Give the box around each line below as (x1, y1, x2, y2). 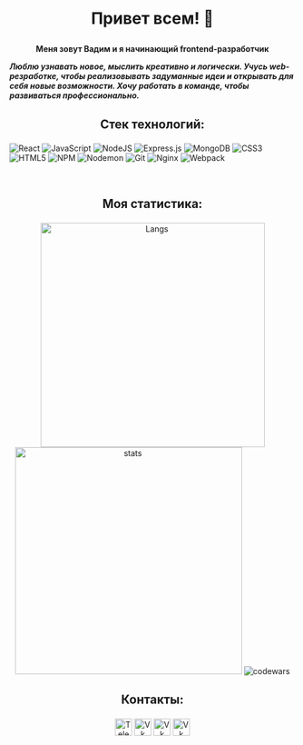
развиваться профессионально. (9, 90, 140, 101)
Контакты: (121, 692, 184, 708)
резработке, (9, 71, 59, 82)
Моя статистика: (102, 195, 203, 212)
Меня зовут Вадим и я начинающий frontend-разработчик (35, 44, 269, 55)
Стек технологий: (99, 116, 206, 132)
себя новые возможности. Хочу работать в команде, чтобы (9, 81, 249, 92)
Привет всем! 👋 (90, 8, 215, 29)
